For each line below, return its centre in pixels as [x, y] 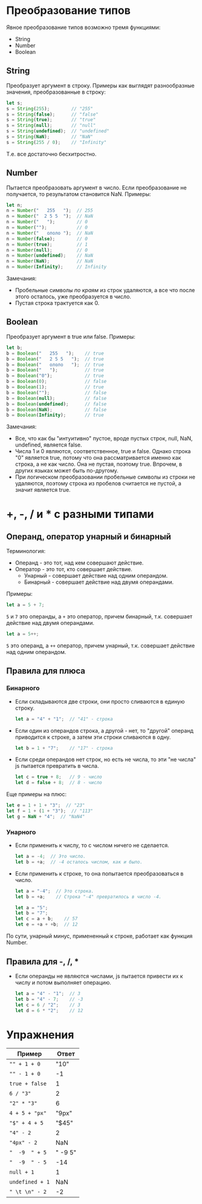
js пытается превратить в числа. [57, 766]
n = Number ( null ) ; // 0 [47, 250]
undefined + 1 [30, 1182]
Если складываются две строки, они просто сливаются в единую [100, 701]
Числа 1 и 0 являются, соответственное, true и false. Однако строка [103, 451]
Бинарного [23, 689]
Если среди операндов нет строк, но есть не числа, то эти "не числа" [106, 759]
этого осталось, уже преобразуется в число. [73, 296]
